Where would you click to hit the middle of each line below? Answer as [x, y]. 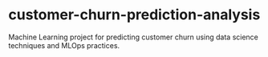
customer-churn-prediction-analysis [134, 15]
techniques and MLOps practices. [64, 45]
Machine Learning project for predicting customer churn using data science [134, 37]
